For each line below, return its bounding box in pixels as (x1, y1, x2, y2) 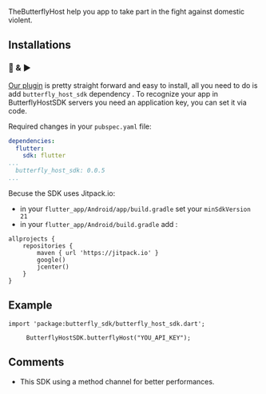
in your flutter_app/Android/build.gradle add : (19, 219, 178, 229)
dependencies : (8, 137, 56, 145)
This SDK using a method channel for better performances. (19, 376, 215, 386)
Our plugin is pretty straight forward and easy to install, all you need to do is (8, 80, 258, 90)
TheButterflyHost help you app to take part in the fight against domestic (8, 7, 245, 16)
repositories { (22, 241, 73, 250)
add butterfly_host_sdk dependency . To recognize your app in (8, 89, 218, 98)
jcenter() (37, 263, 69, 271)
